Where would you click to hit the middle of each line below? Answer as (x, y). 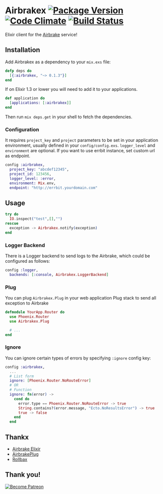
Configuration (22, 129)
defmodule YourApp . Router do (35, 312)
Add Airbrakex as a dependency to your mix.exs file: (58, 62)
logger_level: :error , (33, 178)
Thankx (17, 437)
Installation (23, 50)
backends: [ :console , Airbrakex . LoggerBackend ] (59, 274)
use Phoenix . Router (29, 317)
